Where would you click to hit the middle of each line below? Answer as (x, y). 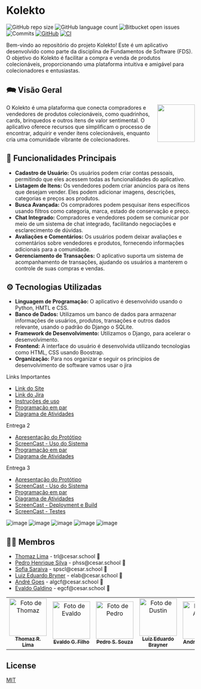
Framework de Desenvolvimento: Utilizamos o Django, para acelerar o (103, 333)
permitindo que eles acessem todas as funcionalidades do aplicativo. (100, 179)
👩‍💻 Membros (31, 542)
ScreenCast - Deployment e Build (56, 505)
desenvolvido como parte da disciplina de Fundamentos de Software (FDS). (99, 51)
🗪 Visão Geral (34, 90)
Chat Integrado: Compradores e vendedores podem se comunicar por (102, 217)
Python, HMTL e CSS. (42, 308)
